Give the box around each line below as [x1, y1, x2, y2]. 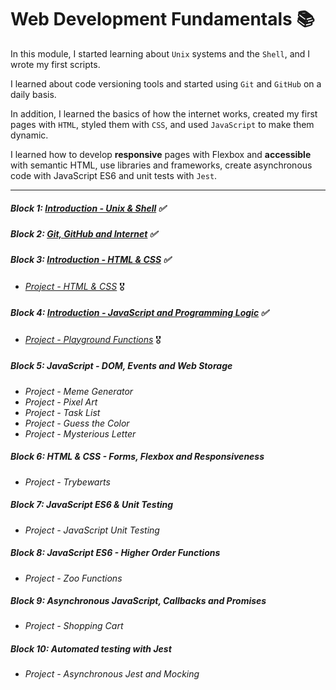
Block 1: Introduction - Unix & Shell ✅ [10, 202, 167, 214]
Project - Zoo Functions [24, 572, 123, 584]
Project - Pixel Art [24, 396, 98, 408]
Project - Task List [24, 406, 101, 418]
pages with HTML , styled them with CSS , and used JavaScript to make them [10, 118, 315, 130]
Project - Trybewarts [24, 476, 111, 488]
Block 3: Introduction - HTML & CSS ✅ [10, 254, 172, 266]
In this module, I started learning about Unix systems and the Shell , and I [10, 47, 311, 60]
